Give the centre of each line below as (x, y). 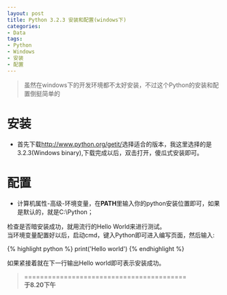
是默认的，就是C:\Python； (55, 212)
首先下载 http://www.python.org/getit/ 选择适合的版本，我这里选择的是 (114, 144)
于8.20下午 (40, 285)
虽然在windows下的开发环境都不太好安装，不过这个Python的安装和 (118, 85)
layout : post (26, 13)
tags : (15, 39)
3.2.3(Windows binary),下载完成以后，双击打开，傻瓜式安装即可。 (110, 152)
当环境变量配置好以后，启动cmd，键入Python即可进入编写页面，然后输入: (111, 235)
